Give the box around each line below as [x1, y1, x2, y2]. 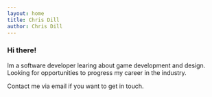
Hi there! [7, 45, 37, 55]
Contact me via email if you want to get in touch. [7, 82, 144, 90]
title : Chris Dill [7, 17, 60, 23]
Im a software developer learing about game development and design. [7, 61, 206, 69]
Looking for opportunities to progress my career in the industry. [7, 68, 187, 76]
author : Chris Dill [7, 23, 63, 30]
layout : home [7, 10, 45, 17]
